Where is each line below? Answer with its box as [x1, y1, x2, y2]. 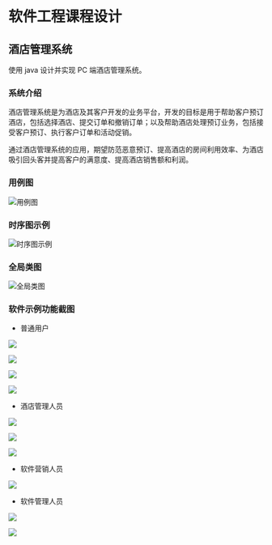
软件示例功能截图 [8, 304, 75, 315]
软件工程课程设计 [8, 7, 123, 26]
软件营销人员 [19, 464, 63, 474]
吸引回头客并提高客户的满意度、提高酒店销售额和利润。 [8, 155, 193, 164]
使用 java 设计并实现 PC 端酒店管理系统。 [8, 66, 147, 75]
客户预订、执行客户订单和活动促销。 [15, 127, 136, 138]
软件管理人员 [19, 496, 63, 506]
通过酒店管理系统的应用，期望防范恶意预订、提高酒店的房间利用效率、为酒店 [8, 145, 264, 155]
